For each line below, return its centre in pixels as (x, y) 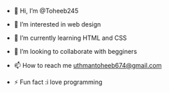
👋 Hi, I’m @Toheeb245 (46, 11)
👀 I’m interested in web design (57, 24)
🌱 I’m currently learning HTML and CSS (70, 38)
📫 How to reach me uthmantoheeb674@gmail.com (88, 65)
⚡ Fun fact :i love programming (58, 82)
